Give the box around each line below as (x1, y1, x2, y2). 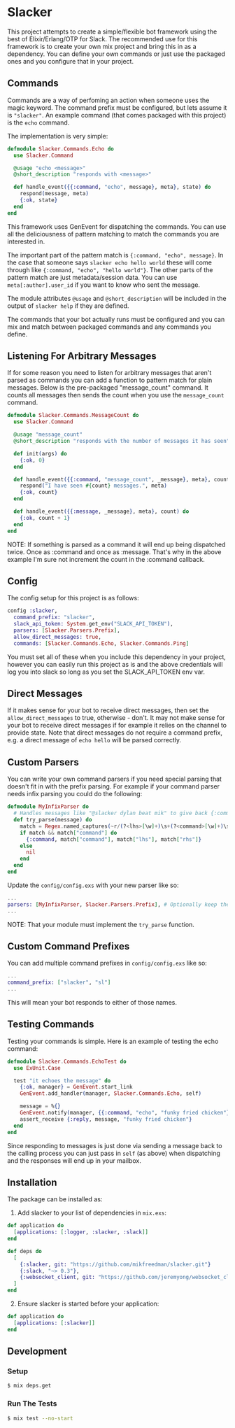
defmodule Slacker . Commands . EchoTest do (7, 1058, 127, 1065)
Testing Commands (7, 1019, 94, 1031)
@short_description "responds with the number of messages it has (13, 438, 211, 445)
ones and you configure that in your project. (7, 57, 134, 65)
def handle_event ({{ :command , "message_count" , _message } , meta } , (13, 476, 211, 483)
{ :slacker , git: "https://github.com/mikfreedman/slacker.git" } (20, 1261, 211, 1268)
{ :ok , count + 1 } (20, 514, 71, 521)
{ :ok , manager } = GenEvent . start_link (20, 1084, 133, 1091)
